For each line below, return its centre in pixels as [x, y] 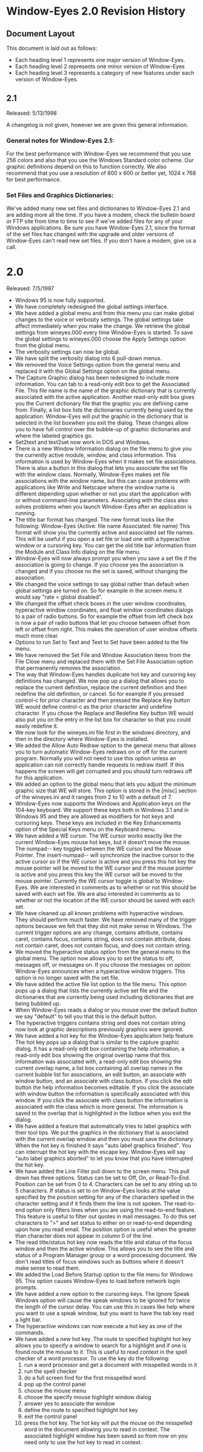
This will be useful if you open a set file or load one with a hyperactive [102, 539]
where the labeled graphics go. [54, 436]
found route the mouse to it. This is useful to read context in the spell [101, 1352]
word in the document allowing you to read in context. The [97, 1430]
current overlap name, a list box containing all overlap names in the [99, 1068]
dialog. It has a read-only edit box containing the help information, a [100, 1049]
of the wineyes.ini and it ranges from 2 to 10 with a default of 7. [94, 797]
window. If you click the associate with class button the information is [102, 1100]
